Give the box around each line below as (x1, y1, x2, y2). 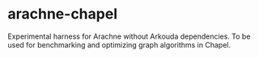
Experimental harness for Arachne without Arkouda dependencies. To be (7, 31, 251, 41)
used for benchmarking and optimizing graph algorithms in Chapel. (7, 39, 231, 49)
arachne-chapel (7, 5, 118, 23)
